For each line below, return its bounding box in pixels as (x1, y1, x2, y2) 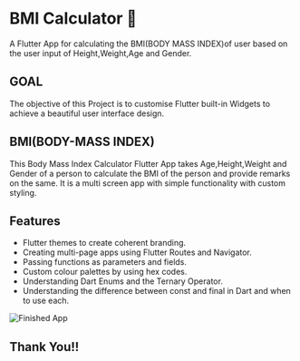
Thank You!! (9, 339, 80, 355)
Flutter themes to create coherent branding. (22, 238, 187, 249)
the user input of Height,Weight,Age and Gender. (9, 47, 192, 58)
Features (9, 213, 61, 229)
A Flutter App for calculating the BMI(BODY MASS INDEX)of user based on (9, 38, 288, 49)
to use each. (22, 295, 70, 307)
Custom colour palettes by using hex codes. (22, 267, 188, 278)
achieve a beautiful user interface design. (9, 108, 165, 119)
